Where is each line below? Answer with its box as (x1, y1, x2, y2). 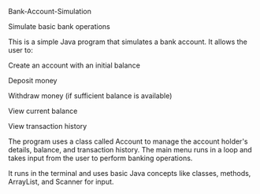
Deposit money (8, 76, 58, 85)
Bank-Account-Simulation (8, 7, 92, 16)
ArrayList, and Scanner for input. (8, 177, 114, 186)
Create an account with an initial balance (8, 60, 140, 70)
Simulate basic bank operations (8, 22, 110, 31)
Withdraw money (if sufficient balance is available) (8, 91, 173, 101)
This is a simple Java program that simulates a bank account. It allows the (8, 37, 248, 46)
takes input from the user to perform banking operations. (8, 153, 193, 163)
